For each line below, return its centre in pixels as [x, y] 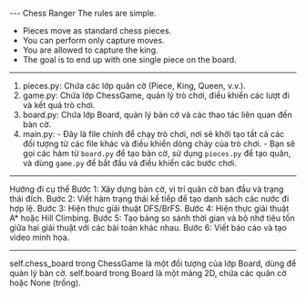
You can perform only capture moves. [94, 40]
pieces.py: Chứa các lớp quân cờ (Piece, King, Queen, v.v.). [134, 86]
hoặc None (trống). [46, 282]
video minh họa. [40, 237]
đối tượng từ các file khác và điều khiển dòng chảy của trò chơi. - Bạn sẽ [159, 144]
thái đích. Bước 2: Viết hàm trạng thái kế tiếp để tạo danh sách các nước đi [149, 198]
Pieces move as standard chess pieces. [97, 30]
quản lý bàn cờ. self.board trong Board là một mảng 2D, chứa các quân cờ [148, 273]
